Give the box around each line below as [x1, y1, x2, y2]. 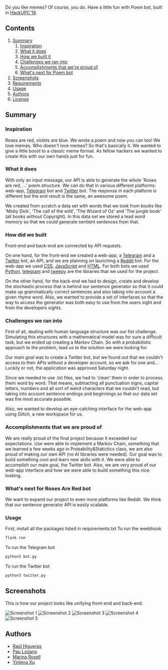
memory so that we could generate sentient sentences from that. [5, 218, 139, 225]
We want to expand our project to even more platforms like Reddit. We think [5, 496, 161, 502]
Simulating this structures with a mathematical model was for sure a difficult [5, 334, 162, 340]
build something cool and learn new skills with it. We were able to [5, 456, 140, 462]
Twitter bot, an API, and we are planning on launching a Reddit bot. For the [5, 258, 159, 264]
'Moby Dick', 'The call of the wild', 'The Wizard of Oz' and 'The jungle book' [5, 208, 161, 214]
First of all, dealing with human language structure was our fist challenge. [5, 329, 157, 335]
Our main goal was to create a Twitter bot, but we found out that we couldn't [5, 354, 163, 360]
